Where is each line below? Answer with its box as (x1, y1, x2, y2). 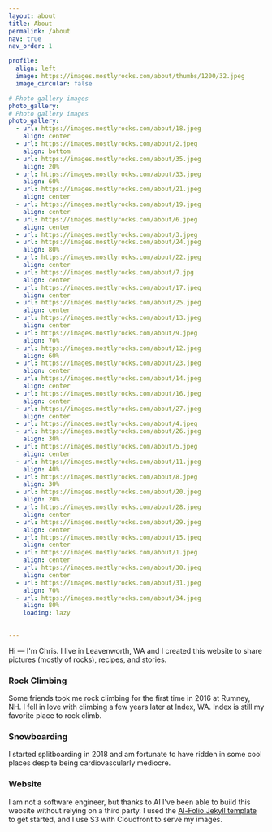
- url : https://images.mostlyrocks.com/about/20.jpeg (15, 488, 201, 497)
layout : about (8, 11, 57, 20)
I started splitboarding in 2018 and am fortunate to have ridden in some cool (8, 750, 262, 760)
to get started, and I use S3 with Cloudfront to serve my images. (8, 814, 223, 824)
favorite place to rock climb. (8, 711, 102, 720)
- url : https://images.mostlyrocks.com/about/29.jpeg (15, 518, 201, 526)
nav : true (8, 34, 42, 43)
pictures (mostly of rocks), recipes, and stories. (8, 655, 167, 664)
